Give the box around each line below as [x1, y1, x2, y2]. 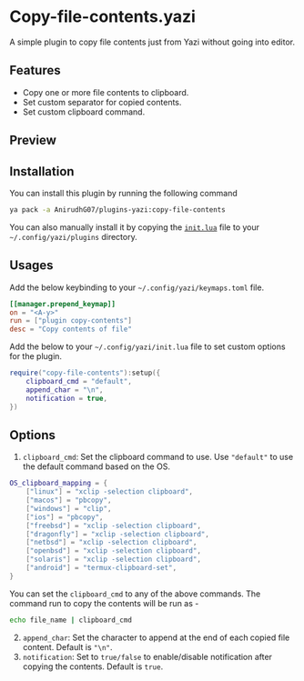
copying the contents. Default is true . [22, 661, 164, 672]
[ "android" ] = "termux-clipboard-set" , [25, 564, 177, 573]
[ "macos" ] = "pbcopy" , [25, 496, 112, 506]
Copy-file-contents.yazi [9, 6, 196, 27]
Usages [9, 257, 54, 274]
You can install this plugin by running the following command [9, 187, 238, 198]
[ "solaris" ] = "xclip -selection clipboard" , [25, 555, 202, 565]
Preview [9, 133, 57, 148]
